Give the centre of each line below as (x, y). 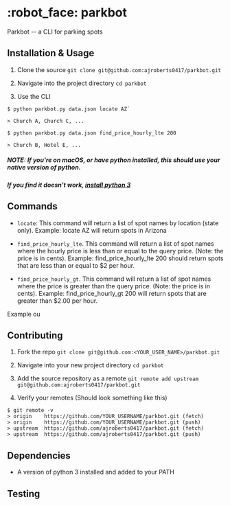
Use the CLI (34, 96)
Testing (24, 493)
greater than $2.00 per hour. (57, 301)
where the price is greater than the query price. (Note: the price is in (114, 286)
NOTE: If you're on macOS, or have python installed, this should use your (114, 160)
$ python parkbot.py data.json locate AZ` (69, 109)
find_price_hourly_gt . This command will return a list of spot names (114, 279)
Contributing (35, 335)
